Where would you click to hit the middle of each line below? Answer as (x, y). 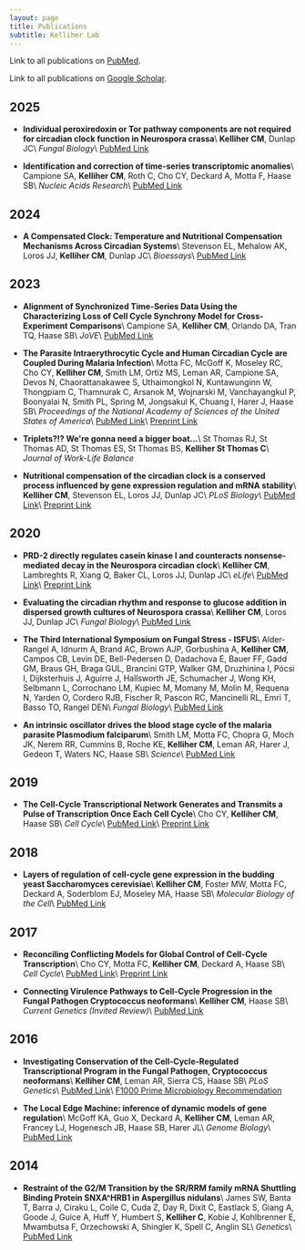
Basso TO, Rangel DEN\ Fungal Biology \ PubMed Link (123, 707)
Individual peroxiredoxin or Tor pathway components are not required (157, 130)
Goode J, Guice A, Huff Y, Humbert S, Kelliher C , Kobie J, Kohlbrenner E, (159, 1217)
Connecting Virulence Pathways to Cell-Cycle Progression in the (147, 992)
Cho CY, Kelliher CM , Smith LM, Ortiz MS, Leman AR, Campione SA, (151, 372)
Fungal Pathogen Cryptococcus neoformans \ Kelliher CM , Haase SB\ (155, 1001)
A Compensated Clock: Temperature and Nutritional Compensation (152, 236)
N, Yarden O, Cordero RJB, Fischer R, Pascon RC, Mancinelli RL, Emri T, (157, 697)
